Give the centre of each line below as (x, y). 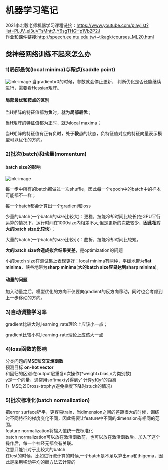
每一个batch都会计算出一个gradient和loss (48, 206)
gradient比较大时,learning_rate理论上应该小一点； (56, 324)
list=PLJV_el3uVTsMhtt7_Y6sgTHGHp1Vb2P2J (53, 31)
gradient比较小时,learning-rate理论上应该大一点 (54, 335)
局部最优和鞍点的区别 (27, 100)
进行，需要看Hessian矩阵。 (33, 88)
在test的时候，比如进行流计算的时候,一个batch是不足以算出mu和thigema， (82, 456)
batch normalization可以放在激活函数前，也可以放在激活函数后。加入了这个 (83, 437)
